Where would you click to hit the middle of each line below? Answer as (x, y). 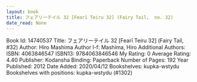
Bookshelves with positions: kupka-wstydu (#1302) (69, 73)
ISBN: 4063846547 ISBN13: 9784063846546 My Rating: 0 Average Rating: (99, 54)
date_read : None (26, 23)
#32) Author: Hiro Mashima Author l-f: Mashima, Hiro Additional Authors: (96, 47)
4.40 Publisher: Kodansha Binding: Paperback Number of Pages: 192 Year (97, 60)
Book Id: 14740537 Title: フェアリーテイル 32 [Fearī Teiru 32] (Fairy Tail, (95, 41)
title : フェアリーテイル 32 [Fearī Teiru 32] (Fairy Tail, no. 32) (90, 17)
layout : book (22, 12)
